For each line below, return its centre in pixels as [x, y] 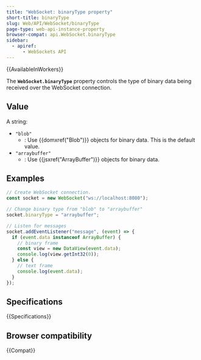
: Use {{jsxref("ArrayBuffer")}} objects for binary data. [92, 159]
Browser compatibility [49, 336]
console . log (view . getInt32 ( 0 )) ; [58, 254]
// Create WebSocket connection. [49, 193]
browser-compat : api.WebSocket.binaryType [61, 35]
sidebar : [17, 40]
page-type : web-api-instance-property [55, 29]
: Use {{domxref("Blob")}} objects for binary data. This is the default [110, 140]
